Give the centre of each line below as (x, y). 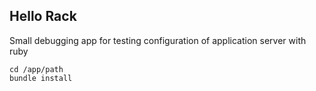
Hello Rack (43, 16)
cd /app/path (36, 69)
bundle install (41, 78)
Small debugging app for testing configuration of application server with (158, 40)
